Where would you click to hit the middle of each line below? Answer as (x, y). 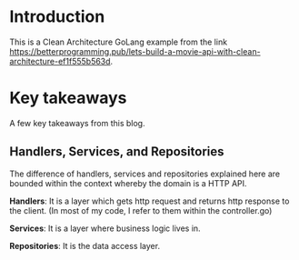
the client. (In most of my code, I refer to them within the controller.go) (141, 210)
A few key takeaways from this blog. (77, 123)
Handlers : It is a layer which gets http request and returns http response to (149, 201)
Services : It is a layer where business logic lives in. (105, 228)
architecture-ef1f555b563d (60, 61)
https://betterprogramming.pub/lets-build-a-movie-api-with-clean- (135, 51)
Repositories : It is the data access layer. (85, 245)
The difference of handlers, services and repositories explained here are (145, 174)
